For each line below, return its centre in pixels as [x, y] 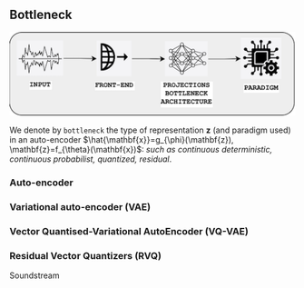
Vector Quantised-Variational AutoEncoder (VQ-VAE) [129, 232]
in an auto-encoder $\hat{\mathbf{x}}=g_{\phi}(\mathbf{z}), [122, 140]
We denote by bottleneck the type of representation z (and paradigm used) [151, 130]
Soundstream [34, 275]
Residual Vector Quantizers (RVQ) [85, 256]
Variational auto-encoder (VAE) [80, 207]
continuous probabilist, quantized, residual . [91, 159]
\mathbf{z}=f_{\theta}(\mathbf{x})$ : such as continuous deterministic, [141, 150]
